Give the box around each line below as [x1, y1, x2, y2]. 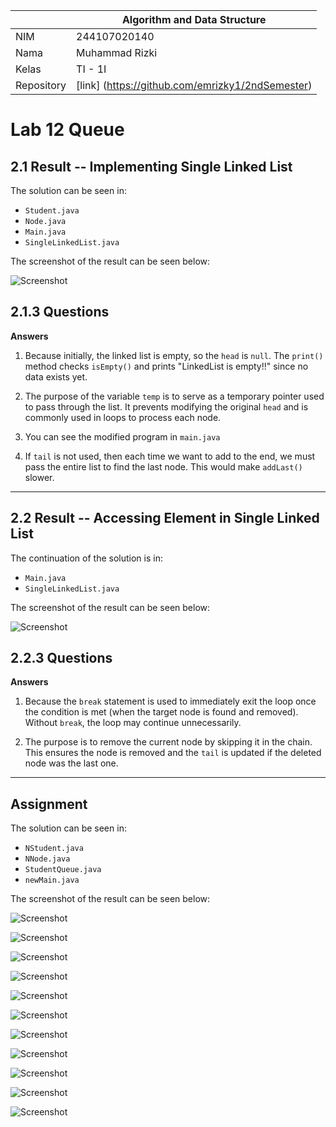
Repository [15, 79, 67, 92]
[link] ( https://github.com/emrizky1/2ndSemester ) [76, 79, 313, 92]
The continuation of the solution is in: [10, 552, 163, 564]
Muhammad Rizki [76, 46, 158, 59]
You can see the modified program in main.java [24, 430, 221, 443]
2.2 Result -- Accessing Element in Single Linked [10, 510, 320, 527]
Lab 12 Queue [10, 119, 125, 141]
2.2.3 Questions [10, 650, 113, 667]
